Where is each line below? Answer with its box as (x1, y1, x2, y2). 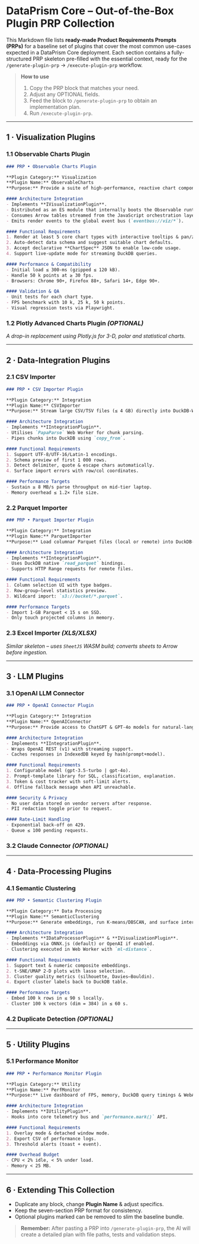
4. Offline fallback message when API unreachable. (6, 784, 136, 790)
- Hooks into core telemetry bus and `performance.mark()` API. (6, 1114, 168, 1120)
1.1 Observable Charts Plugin (6, 150, 91, 158)
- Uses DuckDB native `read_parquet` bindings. (6, 561, 126, 567)
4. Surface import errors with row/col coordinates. (6, 468, 139, 474)
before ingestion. (6, 648, 48, 655)
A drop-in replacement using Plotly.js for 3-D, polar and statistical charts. (6, 333, 186, 340)
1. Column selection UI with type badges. (6, 582, 113, 589)
